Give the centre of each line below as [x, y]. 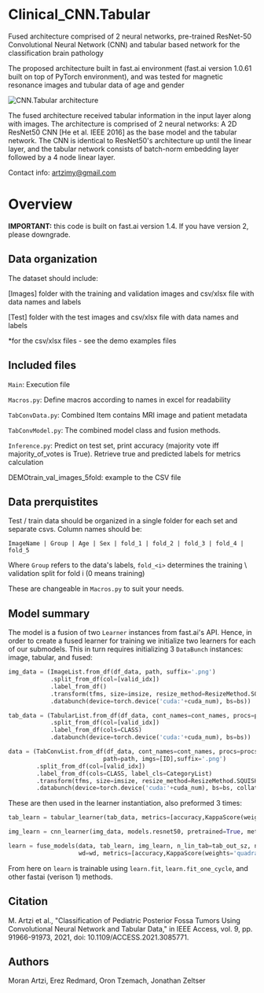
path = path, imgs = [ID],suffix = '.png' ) [165, 759]
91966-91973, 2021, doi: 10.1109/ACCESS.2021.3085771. [99, 937]
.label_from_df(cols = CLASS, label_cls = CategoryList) [125, 773]
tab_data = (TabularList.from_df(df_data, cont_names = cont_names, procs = [132, 715]
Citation [28, 901]
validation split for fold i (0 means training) [77, 574]
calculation [26, 462]
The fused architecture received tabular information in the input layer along [130, 115]
